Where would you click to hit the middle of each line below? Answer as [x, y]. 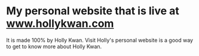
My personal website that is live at [93, 11]
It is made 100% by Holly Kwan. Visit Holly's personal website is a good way [99, 40]
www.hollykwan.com [60, 24]
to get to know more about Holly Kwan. [54, 46]
